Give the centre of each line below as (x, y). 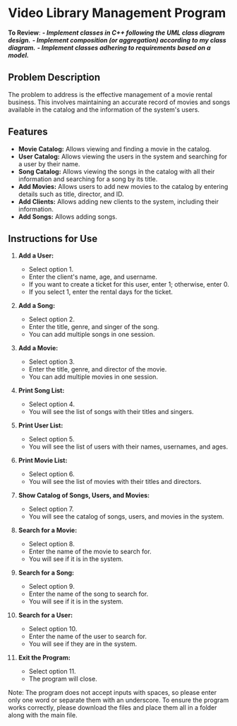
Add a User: (36, 255)
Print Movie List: (43, 461)
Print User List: (41, 425)
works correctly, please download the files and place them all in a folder (113, 708)
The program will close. (63, 679)
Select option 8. (51, 544)
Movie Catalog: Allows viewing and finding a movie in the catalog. (115, 149)
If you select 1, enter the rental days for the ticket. (101, 292)
